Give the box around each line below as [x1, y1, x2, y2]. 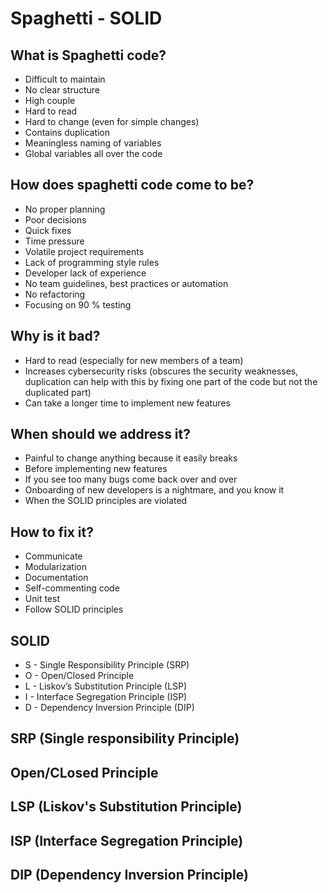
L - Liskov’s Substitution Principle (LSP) [24, 680, 188, 692]
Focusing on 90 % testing [24, 298, 132, 311]
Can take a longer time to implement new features [24, 397, 231, 409]
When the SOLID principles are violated [24, 495, 188, 507]
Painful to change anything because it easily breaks [24, 452, 238, 464]
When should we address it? [10, 426, 192, 443]
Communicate [24, 550, 83, 562]
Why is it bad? [10, 328, 101, 345]
